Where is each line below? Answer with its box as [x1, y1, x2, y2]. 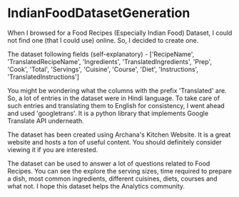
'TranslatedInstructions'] [7, 73, 80, 81]
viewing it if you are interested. [7, 145, 98, 154]
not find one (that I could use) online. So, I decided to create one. [7, 36, 199, 44]
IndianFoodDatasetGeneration [7, 5, 190, 21]
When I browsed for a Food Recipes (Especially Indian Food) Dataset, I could [7, 28, 233, 37]
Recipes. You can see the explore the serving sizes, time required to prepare [7, 166, 232, 175]
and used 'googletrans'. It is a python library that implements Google [7, 109, 209, 117]
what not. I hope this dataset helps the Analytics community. [7, 181, 185, 190]
